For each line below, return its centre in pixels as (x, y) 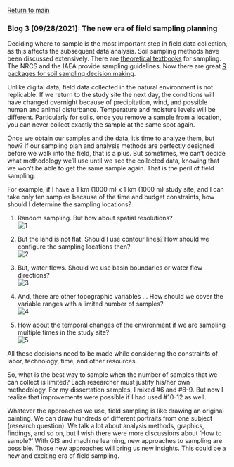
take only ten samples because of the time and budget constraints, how (111, 197)
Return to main (29, 10)
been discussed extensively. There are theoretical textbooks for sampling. (114, 58)
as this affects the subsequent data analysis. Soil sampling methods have (113, 51)
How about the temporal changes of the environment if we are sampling (122, 325)
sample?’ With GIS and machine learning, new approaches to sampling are (115, 441)
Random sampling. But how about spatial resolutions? (95, 218)
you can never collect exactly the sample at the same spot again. (101, 125)
